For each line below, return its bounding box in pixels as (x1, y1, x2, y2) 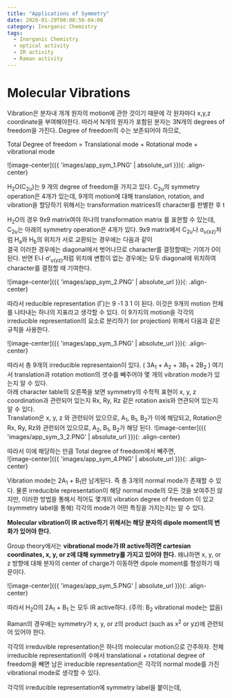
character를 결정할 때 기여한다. (7, 264, 92, 272)
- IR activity (13, 49, 54, 56)
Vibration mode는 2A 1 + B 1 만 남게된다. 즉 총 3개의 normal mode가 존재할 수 (7, 476, 215, 486)
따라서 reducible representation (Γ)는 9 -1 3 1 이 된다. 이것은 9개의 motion (7, 299, 211, 307)
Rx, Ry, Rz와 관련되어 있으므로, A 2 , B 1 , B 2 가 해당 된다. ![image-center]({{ (7, 424, 206, 433)
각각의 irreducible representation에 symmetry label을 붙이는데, (7, 683, 182, 692)
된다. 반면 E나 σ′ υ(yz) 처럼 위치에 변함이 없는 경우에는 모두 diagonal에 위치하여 (7, 253, 216, 264)
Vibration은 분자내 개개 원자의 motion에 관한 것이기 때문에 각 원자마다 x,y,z (7, 109, 211, 117)
